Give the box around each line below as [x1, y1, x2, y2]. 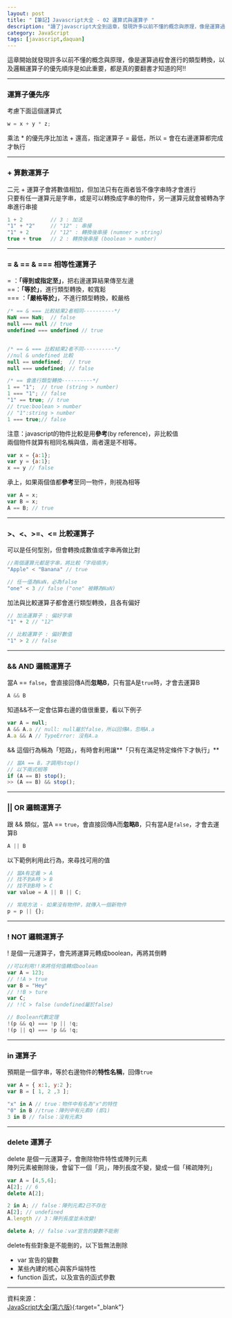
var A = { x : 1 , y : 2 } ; [7, 1082, 72, 1089]
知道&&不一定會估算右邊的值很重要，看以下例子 [7, 706, 143, 714]
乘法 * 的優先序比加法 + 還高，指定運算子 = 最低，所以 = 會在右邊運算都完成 [7, 134, 224, 142]
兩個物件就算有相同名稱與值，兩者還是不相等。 [7, 438, 140, 446]
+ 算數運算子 [7, 168, 50, 178]
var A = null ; [7, 720, 48, 727]
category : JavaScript [7, 29, 70, 37]
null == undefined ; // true [7, 358, 91, 365]
